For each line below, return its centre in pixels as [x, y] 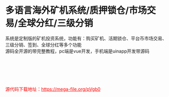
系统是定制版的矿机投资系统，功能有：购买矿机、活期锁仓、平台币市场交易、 [86, 38]
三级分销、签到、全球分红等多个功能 [44, 44]
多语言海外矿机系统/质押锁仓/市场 [76, 10]
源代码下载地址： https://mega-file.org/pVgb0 [53, 89]
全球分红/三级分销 [55, 23]
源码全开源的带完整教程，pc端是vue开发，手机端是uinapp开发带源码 [77, 51]
